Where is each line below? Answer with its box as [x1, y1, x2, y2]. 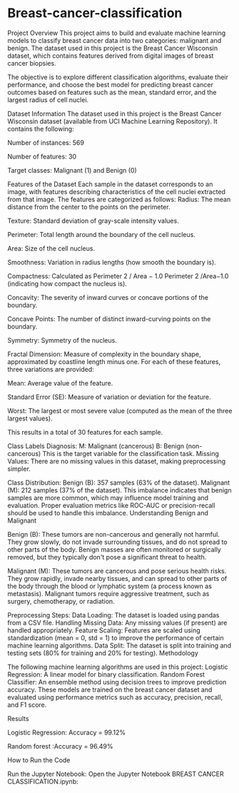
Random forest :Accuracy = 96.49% [7, 742, 113, 750]
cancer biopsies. [7, 59, 56, 67]
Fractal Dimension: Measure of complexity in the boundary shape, [7, 350, 201, 358]
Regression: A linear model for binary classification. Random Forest [7, 670, 205, 679]
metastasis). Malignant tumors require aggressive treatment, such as [7, 589, 210, 597]
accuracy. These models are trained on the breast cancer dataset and [7, 685, 213, 694]
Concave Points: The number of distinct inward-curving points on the [7, 314, 211, 323]
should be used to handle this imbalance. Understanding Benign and [7, 508, 209, 517]
